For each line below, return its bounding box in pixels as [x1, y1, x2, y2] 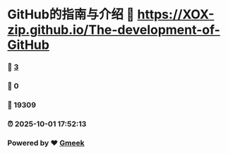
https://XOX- [137, 6, 215, 23]
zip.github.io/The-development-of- [7, 22, 221, 38]
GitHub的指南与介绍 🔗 [7, 6, 135, 23]
